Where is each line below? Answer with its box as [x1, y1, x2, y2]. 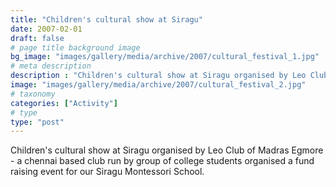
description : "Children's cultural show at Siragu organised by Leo [10, 71, 307, 81]
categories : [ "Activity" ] [10, 98, 118, 108]
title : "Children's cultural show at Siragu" [10, 14, 203, 25]
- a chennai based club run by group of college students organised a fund [10, 155, 315, 167]
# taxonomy [10, 89, 56, 99]
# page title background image [10, 42, 141, 53]
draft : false [10, 33, 65, 43]
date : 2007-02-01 [10, 24, 83, 34]
